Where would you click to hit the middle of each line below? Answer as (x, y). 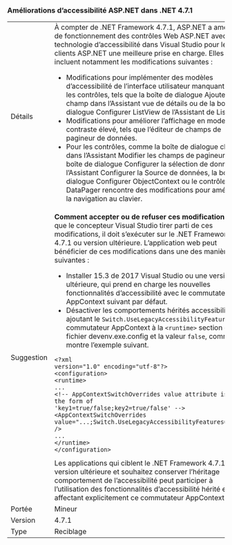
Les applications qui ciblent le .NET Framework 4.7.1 (140, 463)
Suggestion (29, 357)
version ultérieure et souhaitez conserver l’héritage (137, 472)
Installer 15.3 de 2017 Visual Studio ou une (137, 276)
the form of (74, 401)
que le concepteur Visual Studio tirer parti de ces (134, 226)
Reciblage (70, 532)
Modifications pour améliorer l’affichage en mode (146, 121)
